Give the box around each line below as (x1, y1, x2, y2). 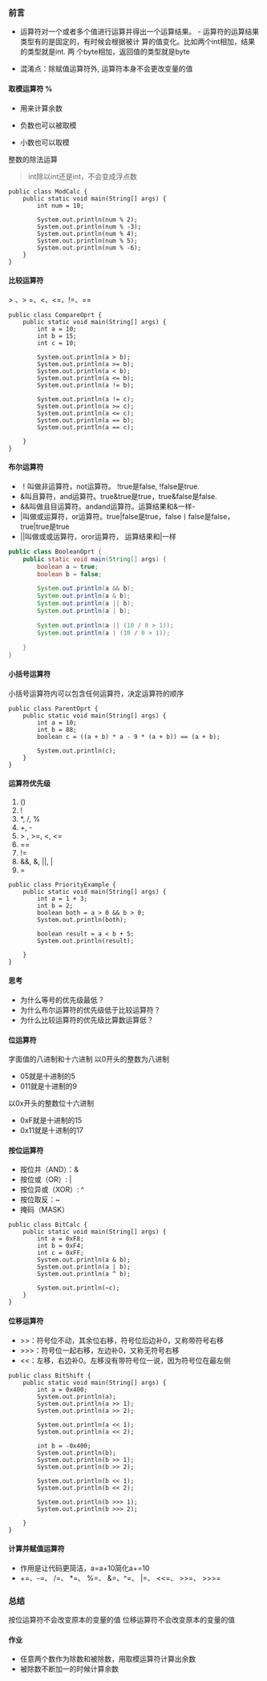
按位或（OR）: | (19, 1175, 72, 1184)
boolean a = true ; (37, 562, 99, 570)
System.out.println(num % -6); (37, 243, 142, 252)
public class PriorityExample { (8, 880, 116, 888)
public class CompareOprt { (8, 311, 103, 319)
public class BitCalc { (8, 1221, 88, 1229)
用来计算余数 (19, 103, 63, 113)
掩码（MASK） (19, 1205, 70, 1215)
